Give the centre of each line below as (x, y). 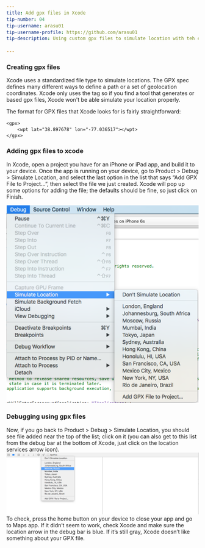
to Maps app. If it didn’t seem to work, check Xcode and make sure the (95, 525)
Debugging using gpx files (46, 416)
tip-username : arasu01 (35, 26)
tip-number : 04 (26, 19)
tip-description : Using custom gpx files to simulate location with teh (101, 39)
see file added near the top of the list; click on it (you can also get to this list (102, 436)
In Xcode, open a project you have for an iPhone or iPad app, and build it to (101, 164)
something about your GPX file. (46, 538)
